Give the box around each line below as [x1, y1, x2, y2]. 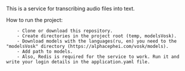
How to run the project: [6, 17, 63, 23]
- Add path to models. [17, 49, 73, 54]
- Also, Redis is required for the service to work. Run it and [17, 54, 180, 60]
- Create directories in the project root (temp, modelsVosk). [17, 33, 177, 39]
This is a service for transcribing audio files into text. [6, 5, 135, 12]
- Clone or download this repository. [17, 28, 113, 34]
